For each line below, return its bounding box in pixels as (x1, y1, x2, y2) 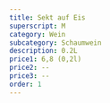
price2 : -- (9, 64, 50, 73)
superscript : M (9, 21, 66, 30)
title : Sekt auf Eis (9, 13, 87, 22)
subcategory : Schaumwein (9, 38, 102, 47)
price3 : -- (9, 72, 50, 81)
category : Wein (9, 30, 66, 39)
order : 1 (9, 80, 42, 89)
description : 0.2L (9, 47, 78, 56)
